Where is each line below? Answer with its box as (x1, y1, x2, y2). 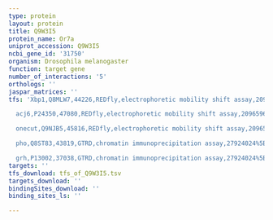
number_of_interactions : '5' (8, 73, 107, 81)
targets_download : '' (8, 177, 82, 185)
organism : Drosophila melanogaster (8, 58, 129, 66)
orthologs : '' (8, 80, 57, 88)
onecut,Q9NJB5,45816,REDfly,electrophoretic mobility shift (15, 125, 223, 133)
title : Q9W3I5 (8, 27, 57, 35)
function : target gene (8, 65, 85, 73)
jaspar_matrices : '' (8, 87, 79, 96)
